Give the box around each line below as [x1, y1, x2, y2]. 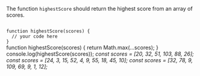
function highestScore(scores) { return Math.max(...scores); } [6, 44, 158, 51]
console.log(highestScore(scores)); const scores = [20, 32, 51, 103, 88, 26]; [6, 50, 195, 57]
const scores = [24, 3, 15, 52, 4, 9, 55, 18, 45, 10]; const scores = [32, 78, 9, [6, 57, 193, 63]
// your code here [11, 34, 58, 39]
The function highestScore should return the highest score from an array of [6, 5, 193, 12]
